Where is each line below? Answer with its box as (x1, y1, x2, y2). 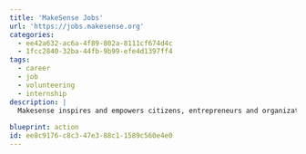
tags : (9, 55, 30, 64)
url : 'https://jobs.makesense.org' (9, 22, 145, 31)
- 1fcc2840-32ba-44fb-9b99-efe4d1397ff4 (17, 47, 173, 56)
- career (17, 64, 51, 73)
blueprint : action (9, 123, 79, 132)
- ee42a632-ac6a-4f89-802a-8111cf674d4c (17, 38, 173, 48)
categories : (9, 30, 55, 39)
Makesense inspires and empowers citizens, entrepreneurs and (17, 106, 259, 115)
